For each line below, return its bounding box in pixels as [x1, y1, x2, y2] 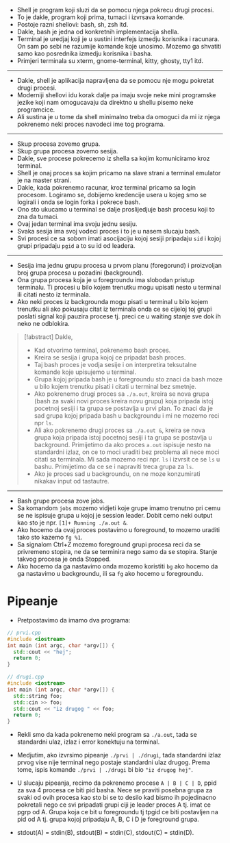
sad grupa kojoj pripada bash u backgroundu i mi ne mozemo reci [34, 412, 220, 420]
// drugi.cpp [7, 674, 44, 681]
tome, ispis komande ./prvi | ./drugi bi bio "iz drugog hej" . [16, 766, 194, 774]
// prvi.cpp [7, 629, 41, 636]
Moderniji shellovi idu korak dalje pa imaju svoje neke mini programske [16, 91, 216, 99]
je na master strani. [16, 176, 72, 184]
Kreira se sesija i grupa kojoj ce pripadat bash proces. [34, 353, 186, 362]
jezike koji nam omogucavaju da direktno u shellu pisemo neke [16, 99, 194, 106]
